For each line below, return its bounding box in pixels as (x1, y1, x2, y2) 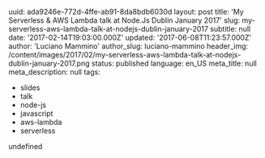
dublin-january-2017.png (8, 58, 91, 68)
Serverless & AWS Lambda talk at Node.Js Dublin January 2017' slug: (8, 15, 241, 25)
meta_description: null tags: (8, 67, 101, 76)
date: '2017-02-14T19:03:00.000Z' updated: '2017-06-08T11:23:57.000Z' (8, 32, 252, 42)
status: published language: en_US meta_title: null (91, 58, 257, 68)
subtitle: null (210, 24, 251, 33)
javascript (19, 109, 53, 118)
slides (19, 83, 41, 92)
